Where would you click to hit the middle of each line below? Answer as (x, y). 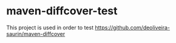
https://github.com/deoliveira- (133, 27)
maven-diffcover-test (62, 11)
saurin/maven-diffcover (36, 33)
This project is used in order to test (50, 27)
